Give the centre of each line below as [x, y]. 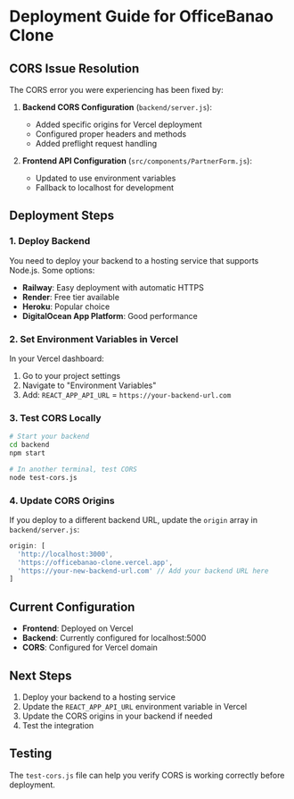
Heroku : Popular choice [66, 307]
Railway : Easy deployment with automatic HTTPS [113, 287]
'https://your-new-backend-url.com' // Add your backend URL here [143, 571]
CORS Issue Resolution [74, 68]
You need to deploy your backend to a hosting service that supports [134, 260]
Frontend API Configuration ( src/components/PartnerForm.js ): [137, 161]
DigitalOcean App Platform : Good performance [110, 315]
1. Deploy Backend [50, 241]
